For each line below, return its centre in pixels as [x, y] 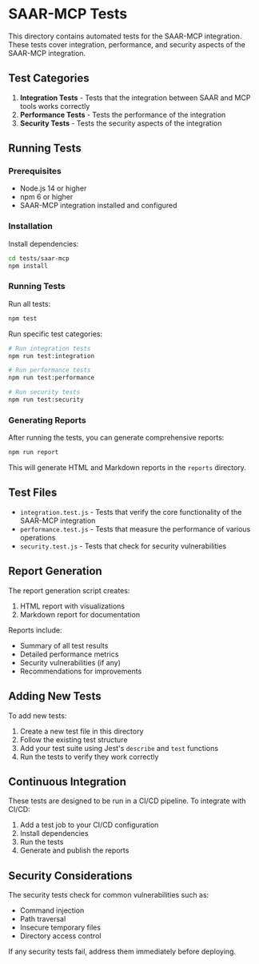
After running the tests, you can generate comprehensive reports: [116, 438]
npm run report [34, 452]
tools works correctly [55, 106]
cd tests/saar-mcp [39, 258]
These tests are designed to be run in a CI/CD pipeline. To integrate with [127, 801]
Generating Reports [47, 420]
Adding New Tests [55, 696]
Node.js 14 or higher [53, 188]
